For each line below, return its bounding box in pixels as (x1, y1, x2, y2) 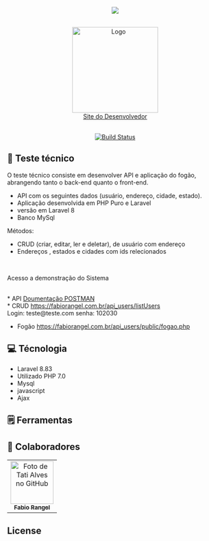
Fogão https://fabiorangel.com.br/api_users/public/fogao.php (16, 322, 190, 330)
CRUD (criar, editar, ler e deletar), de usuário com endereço (16, 240, 186, 248)
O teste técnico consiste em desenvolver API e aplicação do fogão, (7, 171, 197, 179)
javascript (16, 386, 45, 394)
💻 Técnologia (7, 343, 67, 354)
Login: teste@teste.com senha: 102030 (7, 309, 118, 317)
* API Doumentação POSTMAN (7, 294, 95, 302)
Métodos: (7, 226, 34, 235)
